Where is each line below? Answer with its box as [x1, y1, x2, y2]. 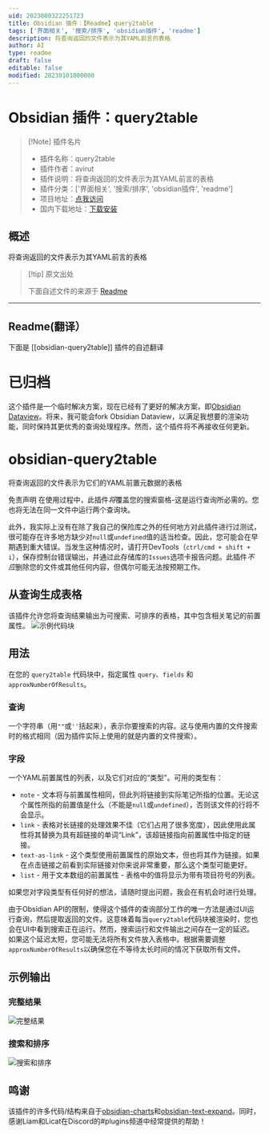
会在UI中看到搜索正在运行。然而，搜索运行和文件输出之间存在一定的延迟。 [8, 925, 255, 934]
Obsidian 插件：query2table [8, 108, 199, 127]
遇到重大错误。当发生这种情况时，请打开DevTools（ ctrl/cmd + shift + [14, 543, 251, 552]
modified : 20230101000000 [8, 71, 94, 79]
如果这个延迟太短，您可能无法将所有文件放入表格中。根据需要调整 [8, 934, 226, 944]
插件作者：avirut [39, 164, 94, 173]
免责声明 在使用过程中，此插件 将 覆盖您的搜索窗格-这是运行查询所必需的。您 [8, 495, 259, 505]
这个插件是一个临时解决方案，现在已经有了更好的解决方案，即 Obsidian [8, 402, 242, 412]
